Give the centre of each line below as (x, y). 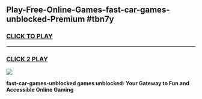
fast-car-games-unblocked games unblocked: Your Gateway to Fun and (98, 83)
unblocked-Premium (46, 19)
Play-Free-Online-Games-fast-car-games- (88, 10)
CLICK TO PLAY (29, 37)
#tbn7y (100, 19)
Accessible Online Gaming (40, 89)
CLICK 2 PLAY (27, 59)
